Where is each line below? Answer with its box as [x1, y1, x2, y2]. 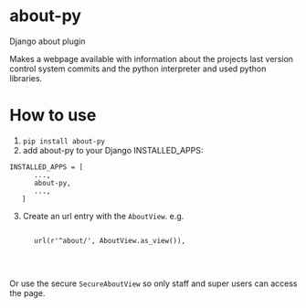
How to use [9, 105, 97, 126]
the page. [9, 287, 46, 298]
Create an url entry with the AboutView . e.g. [22, 210, 185, 221]
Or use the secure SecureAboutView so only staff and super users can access [9, 278, 298, 289]
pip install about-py [22, 136, 105, 146]
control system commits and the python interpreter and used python [9, 63, 267, 74]
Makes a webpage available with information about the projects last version [9, 53, 294, 64]
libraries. [9, 72, 43, 83]
